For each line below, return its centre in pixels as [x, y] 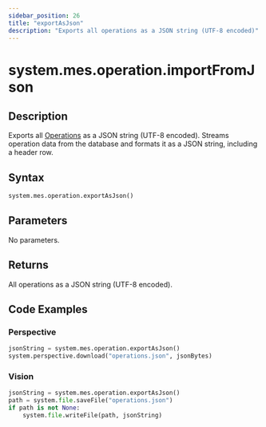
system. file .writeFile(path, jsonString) [92, 416]
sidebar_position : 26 [44, 16]
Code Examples [48, 309]
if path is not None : [44, 408]
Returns [29, 265]
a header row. [31, 152]
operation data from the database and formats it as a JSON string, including [133, 144]
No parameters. [34, 239]
